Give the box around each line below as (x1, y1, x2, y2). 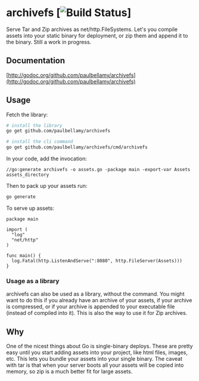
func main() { (6, 252, 42, 259)
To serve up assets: (6, 205, 55, 212)
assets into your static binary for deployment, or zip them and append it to (6, 32, 188, 39)
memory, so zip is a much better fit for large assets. (6, 368, 133, 375)
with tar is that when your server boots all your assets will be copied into (6, 361, 184, 369)
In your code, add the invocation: (6, 155, 88, 162)
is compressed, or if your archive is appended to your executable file (6, 303, 175, 310)
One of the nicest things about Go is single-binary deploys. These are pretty (6, 343, 193, 350)
